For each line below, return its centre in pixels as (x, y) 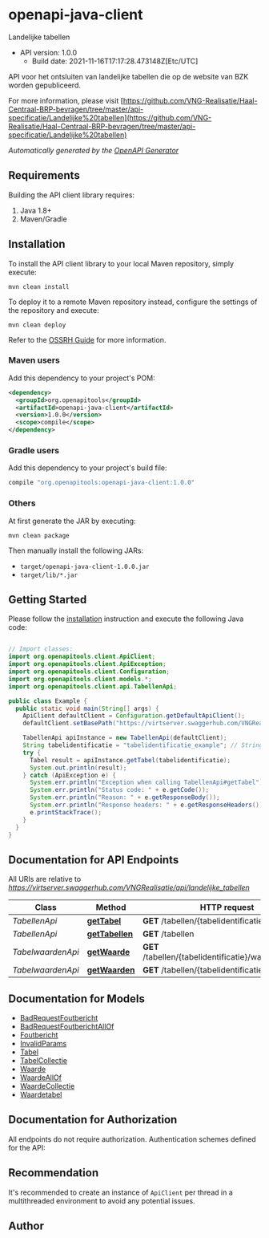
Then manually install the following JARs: (76, 550)
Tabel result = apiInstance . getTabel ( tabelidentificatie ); (130, 760)
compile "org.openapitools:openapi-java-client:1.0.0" (102, 483)
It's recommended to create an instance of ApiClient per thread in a (121, 1192)
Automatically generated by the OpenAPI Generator (94, 150)
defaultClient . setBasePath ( (69, 724)
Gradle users (34, 451)
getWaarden (111, 970)
